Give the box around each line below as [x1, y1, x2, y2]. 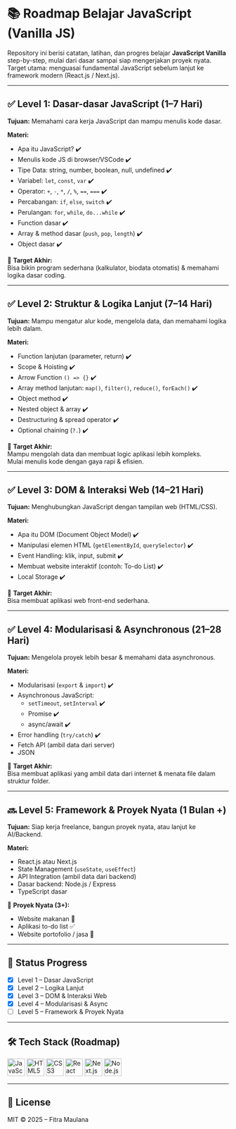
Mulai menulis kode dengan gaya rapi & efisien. [7, 457, 144, 466]
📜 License [7, 1097, 51, 1109]
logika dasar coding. [7, 270, 67, 279]
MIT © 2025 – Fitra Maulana [7, 1115, 89, 1123]
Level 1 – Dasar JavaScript [17, 975, 93, 984]
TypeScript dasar [17, 887, 68, 895]
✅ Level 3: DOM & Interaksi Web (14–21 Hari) [7, 484, 204, 496]
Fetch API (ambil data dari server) [17, 741, 115, 749]
